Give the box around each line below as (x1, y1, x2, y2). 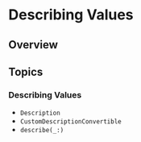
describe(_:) (19, 127, 64, 135)
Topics (8, 65, 44, 78)
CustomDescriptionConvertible (19, 118, 122, 126)
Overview (8, 38, 59, 52)
